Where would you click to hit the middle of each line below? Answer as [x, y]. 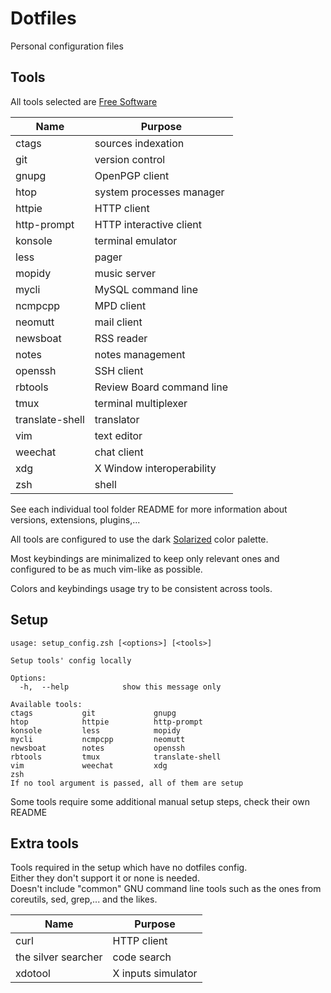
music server [125, 273]
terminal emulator [136, 240]
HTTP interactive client [148, 224]
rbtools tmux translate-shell [116, 757]
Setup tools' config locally [71, 660]
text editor [118, 435]
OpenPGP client [132, 175]
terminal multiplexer [141, 403]
